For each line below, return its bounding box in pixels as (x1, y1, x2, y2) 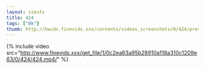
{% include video (6, 43, 50, 50)
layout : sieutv (6, 9, 45, 15)
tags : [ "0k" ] (6, 20, 40, 26)
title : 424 (6, 15, 34, 21)
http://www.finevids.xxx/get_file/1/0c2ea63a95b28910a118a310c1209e (20, 49, 197, 57)
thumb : (6, 26, 23, 32)
